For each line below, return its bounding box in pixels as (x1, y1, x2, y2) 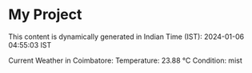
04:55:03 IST (8, 40, 52, 49)
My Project (8, 6, 82, 24)
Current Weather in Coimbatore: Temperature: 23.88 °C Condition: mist (8, 56, 242, 65)
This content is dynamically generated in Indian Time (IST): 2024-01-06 (8, 32, 245, 41)
